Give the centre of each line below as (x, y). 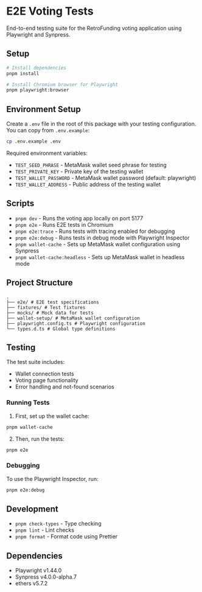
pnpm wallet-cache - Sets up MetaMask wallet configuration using (98, 244)
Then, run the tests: (40, 439)
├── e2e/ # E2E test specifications (53, 302)
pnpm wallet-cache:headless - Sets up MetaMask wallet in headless (100, 257)
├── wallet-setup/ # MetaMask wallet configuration (73, 318)
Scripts (20, 203)
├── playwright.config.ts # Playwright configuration (76, 323)
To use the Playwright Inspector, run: (52, 479)
